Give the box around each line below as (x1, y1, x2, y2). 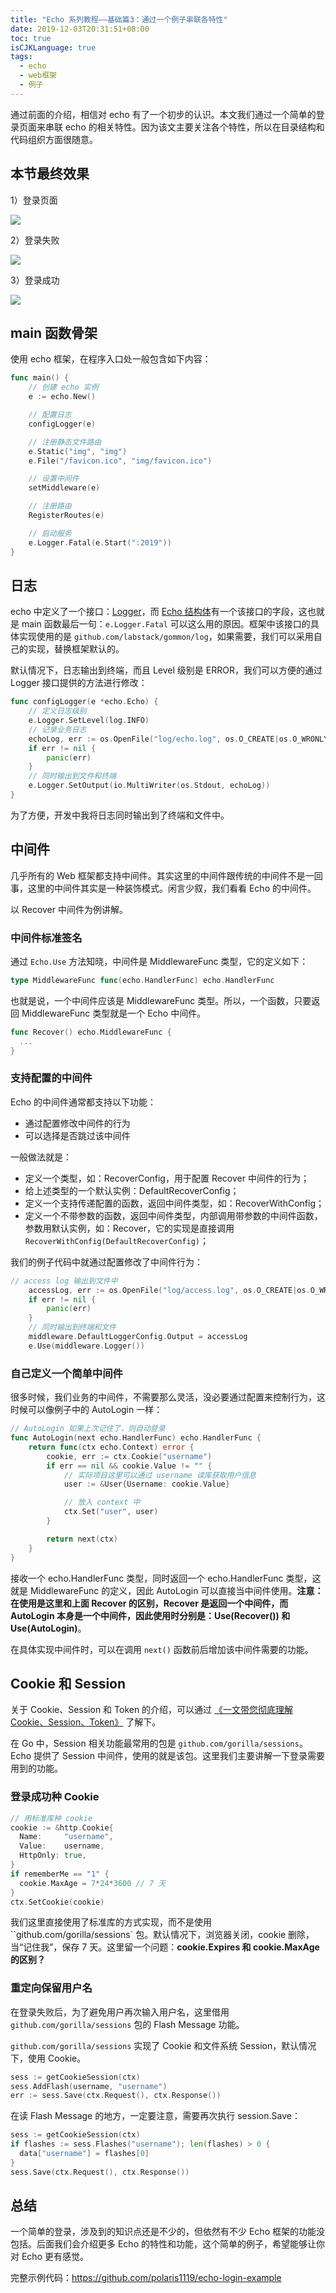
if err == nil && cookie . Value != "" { (46, 1461, 213, 1471)
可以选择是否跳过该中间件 (24, 1129, 131, 1141)
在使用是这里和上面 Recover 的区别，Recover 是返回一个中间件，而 (10, 1597, 289, 1609)
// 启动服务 (28, 528, 72, 538)
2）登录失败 (10, 234, 60, 246)
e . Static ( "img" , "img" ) (28, 446, 128, 456)
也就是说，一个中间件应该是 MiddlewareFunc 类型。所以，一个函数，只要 (10, 994, 312, 1006)
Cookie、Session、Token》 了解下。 (10, 1716, 162, 1728)
